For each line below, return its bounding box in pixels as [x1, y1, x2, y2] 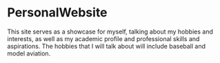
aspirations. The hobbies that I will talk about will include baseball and [7, 42, 206, 50]
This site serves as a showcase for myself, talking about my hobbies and [7, 27, 214, 36]
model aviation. [7, 49, 51, 58]
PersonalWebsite [7, 5, 108, 21]
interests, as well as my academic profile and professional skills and [7, 34, 200, 42]
